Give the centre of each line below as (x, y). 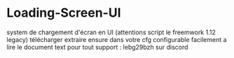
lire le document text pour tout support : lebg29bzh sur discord (97, 47)
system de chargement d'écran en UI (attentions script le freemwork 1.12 (111, 32)
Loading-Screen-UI (64, 13)
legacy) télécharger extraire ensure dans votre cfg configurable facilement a (117, 39)
